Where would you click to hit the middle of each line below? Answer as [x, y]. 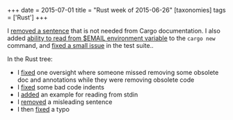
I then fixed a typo [43, 109]
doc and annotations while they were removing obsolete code [106, 80]
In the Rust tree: [30, 59]
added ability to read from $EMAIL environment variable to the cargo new [111, 38]
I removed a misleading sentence [65, 102]
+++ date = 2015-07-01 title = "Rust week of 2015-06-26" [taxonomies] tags [116, 10]
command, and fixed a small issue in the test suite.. [81, 45]
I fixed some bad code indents [61, 87]
